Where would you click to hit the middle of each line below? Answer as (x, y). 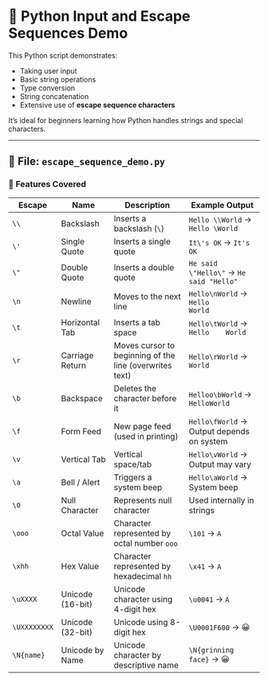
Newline (76, 301)
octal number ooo (146, 543)
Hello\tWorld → (218, 323)
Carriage (77, 355)
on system (208, 441)
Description (147, 205)
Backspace (82, 398)
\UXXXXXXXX (33, 627)
